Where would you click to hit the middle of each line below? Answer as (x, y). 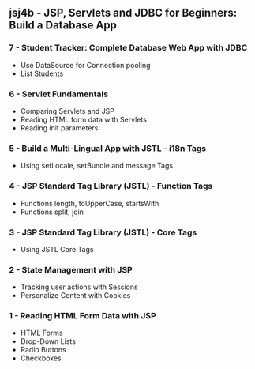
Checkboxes (41, 358)
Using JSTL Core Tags (57, 249)
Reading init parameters (59, 128)
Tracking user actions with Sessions (79, 287)
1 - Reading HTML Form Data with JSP (82, 316)
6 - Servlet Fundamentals (59, 94)
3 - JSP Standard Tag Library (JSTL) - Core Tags (103, 232)
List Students (42, 73)
